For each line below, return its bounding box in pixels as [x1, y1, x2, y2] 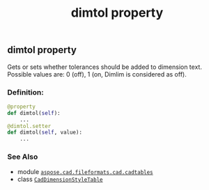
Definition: [7, 87, 44, 97]
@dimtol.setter [7, 122, 52, 129]
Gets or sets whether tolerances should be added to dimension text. [7, 63, 202, 71]
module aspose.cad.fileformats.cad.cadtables [17, 168, 153, 176]
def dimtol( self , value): [7, 129, 82, 136]
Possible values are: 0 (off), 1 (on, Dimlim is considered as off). [7, 70, 187, 78]
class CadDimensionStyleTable [17, 175, 103, 184]
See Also [7, 152, 38, 161]
